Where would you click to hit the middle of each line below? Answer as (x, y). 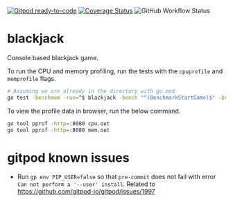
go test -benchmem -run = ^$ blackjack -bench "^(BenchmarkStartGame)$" (111, 98)
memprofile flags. (32, 78)
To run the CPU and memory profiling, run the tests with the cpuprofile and (115, 71)
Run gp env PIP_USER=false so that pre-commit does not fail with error (116, 177)
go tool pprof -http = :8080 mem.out (59, 130)
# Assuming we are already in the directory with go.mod (91, 91)
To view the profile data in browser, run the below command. (94, 111)
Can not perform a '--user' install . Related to (86, 184)
